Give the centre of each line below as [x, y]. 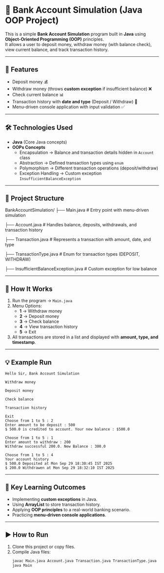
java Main [22, 565]
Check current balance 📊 [38, 95]
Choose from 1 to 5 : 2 [29, 421]
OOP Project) [32, 20]
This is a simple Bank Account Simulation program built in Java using [76, 34]
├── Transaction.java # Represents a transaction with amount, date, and [78, 239]
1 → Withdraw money [41, 311]
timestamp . [24, 342]
